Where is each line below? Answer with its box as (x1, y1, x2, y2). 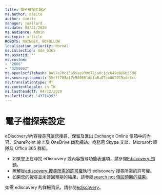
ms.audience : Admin (5, 30, 45, 35)
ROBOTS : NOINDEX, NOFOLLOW (5, 39, 60, 44)
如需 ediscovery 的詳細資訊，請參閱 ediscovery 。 (5, 184, 103, 191)
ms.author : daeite (5, 12, 42, 17)
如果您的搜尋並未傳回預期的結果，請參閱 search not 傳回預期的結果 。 (12, 174, 150, 180)
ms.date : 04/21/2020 (5, 25, 47, 30)
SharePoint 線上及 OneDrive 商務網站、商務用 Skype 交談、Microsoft (13, 139, 152, 145)
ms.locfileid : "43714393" (5, 93, 58, 98)
